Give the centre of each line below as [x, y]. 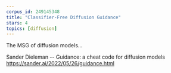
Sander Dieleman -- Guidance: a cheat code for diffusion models [86, 57]
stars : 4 [17, 23]
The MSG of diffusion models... [44, 45]
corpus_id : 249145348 [33, 12]
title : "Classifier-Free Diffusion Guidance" [63, 17]
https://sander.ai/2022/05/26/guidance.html [60, 63]
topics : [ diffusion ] [32, 28]
